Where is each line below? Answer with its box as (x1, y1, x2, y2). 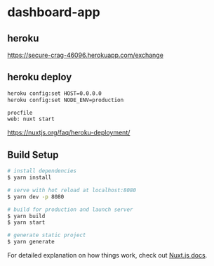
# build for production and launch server (7, 205, 133, 213)
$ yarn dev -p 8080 (7, 193, 65, 201)
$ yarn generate (7, 239, 55, 246)
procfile (7, 109, 33, 116)
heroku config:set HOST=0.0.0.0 (7, 89, 102, 97)
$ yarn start (7, 219, 46, 226)
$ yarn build (7, 213, 46, 220)
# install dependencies (7, 167, 77, 175)
